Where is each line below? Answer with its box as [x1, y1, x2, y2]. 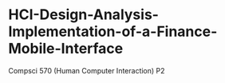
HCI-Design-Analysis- [8, 6, 160, 24]
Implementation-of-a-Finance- [8, 22, 218, 41]
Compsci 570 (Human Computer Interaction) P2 [8, 65, 165, 75]
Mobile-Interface [8, 40, 124, 57]
